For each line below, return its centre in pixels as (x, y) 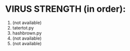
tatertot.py (23, 27)
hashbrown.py (27, 33)
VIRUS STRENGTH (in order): (65, 9)
